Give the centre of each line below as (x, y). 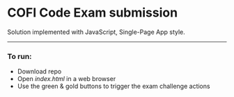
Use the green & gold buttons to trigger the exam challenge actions (114, 86)
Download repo (39, 71)
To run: (20, 56)
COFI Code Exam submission (93, 13)
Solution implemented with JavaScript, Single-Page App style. (96, 32)
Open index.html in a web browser (67, 79)
